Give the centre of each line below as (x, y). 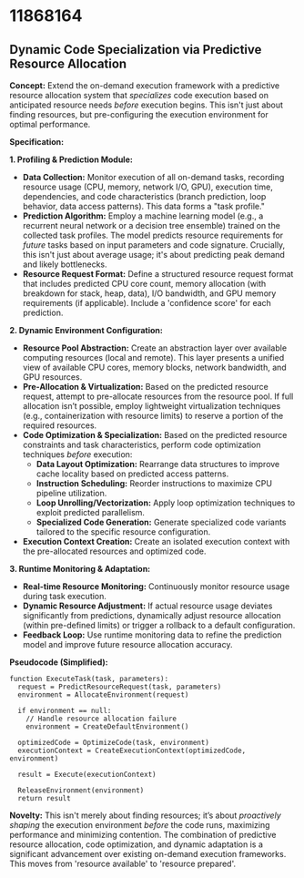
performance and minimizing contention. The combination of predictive (143, 835)
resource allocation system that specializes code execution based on (139, 95)
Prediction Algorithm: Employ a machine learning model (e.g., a (143, 216)
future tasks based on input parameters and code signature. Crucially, (154, 245)
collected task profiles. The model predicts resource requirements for (153, 235)
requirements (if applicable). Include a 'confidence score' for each (147, 303)
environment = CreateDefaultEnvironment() (107, 727)
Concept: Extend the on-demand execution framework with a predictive (145, 86)
